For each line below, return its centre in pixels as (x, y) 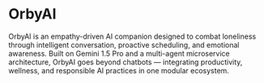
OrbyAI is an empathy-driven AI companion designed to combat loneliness (132, 36)
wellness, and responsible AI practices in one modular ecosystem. (119, 70)
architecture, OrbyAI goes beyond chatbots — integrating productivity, (126, 62)
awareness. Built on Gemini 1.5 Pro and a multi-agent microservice (119, 53)
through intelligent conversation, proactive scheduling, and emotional (124, 44)
